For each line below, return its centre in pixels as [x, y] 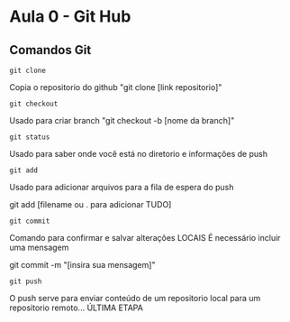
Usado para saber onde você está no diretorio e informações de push [139, 154]
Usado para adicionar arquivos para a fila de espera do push [122, 187]
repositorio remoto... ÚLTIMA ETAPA [77, 308]
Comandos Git [50, 50]
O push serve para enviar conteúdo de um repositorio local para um [135, 298]
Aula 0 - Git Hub [70, 17]
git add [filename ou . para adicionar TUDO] [91, 204]
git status [30, 137]
